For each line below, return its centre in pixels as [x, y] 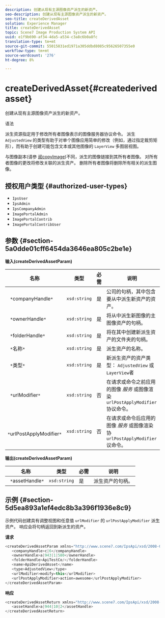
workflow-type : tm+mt [27, 51]
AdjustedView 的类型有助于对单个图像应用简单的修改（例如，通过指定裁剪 [79, 140]
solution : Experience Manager [36, 23]
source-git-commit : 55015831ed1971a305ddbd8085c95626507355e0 [70, 46]
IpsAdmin [21, 204]
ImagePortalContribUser [37, 225]
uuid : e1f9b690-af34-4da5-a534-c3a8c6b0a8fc [51, 37]
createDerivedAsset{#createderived [81, 88]
